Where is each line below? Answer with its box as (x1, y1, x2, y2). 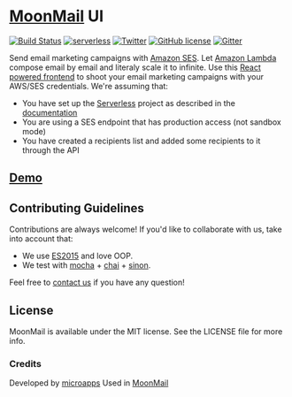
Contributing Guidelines (9, 201, 144, 216)
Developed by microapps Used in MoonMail (9, 378, 169, 388)
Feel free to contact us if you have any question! (9, 277, 186, 288)
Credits (9, 357, 42, 370)
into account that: (9, 233, 73, 244)
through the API (21, 144, 80, 156)
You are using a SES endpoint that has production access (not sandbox (21, 117, 281, 127)
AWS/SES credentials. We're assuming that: (9, 80, 168, 91)
